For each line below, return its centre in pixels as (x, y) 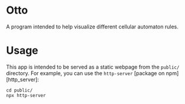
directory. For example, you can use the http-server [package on (85, 73)
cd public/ (19, 90)
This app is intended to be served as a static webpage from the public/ (93, 67)
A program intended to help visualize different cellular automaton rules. (92, 27)
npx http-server (26, 95)
